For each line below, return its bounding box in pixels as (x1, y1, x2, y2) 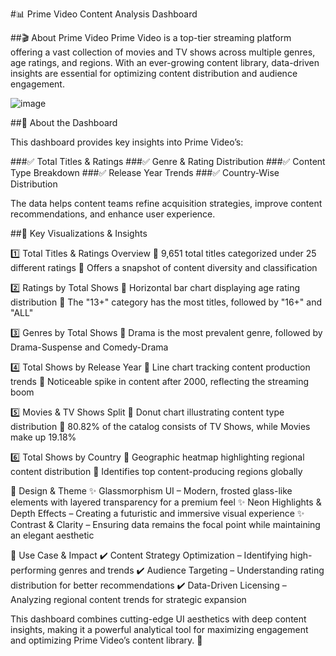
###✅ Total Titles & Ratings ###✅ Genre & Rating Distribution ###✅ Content (10, 156, 326, 167)
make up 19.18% (10, 431, 77, 443)
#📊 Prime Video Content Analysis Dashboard (10, 8, 198, 20)
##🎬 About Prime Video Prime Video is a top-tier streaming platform (10, 32, 292, 43)
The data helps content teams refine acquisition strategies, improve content (10, 198, 323, 209)
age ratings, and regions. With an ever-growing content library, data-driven (10, 57, 320, 68)
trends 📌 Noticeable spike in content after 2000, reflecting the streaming (10, 376, 310, 387)
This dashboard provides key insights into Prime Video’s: (10, 136, 244, 148)
